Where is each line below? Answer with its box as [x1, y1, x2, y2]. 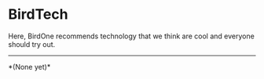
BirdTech [8, 5, 68, 23]
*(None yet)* [8, 62, 51, 71]
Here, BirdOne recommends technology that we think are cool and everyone [8, 31, 255, 41]
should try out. [8, 39, 56, 48]
